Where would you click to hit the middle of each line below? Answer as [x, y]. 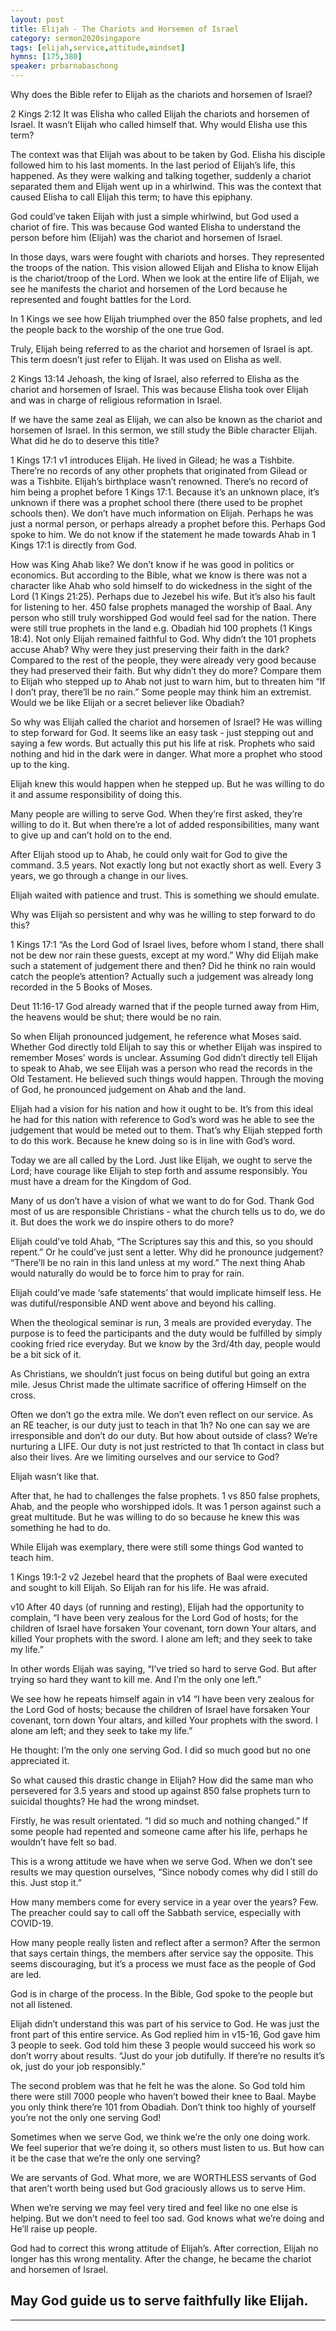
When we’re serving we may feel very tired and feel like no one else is [154, 2207]
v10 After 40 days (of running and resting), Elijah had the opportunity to [157, 1607]
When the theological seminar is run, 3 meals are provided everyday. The [161, 1322]
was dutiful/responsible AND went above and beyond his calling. [143, 1303]
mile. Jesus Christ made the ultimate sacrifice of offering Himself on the [158, 1384]
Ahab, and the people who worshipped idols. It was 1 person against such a [166, 1506]
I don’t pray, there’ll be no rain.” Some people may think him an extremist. [161, 692]
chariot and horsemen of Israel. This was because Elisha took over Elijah [159, 389]
